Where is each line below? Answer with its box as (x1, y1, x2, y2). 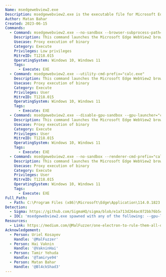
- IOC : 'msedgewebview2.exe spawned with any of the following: (9, 214, 145, 219)
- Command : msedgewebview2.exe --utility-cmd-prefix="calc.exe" (9, 72, 145, 77)
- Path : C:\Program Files (9, 200, 63, 205)
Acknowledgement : (5, 228, 41, 233)
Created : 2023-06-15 (5, 21, 48, 26)
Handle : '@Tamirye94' (14, 255, 58, 260)
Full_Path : (5, 196, 28, 200)
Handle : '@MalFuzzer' (14, 237, 58, 242)
